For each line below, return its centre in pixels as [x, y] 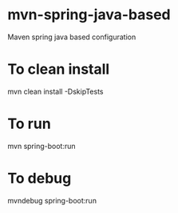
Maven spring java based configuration [72, 37]
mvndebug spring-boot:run [52, 200]
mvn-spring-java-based [89, 15]
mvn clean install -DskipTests [55, 91]
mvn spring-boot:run [42, 146]
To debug [40, 179]
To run [29, 124]
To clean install [59, 69]
